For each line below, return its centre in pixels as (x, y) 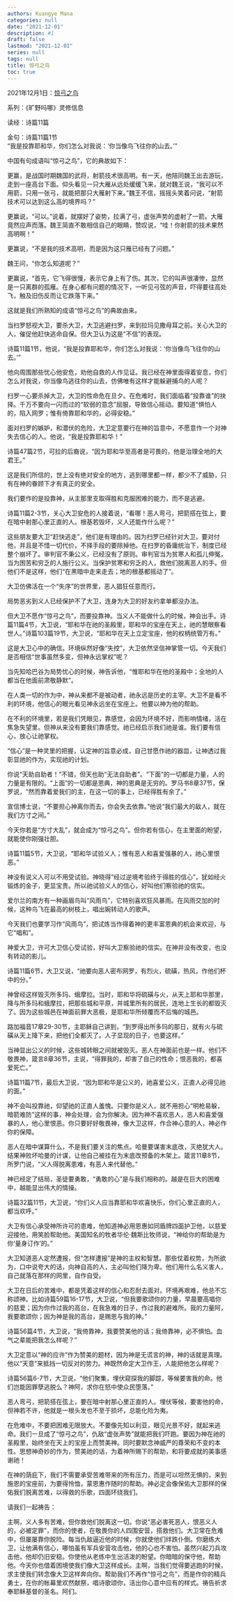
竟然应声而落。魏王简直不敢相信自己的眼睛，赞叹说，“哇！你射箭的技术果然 (116, 225)
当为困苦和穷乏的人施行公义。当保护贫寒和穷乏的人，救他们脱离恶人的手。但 (117, 563)
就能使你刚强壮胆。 (35, 838)
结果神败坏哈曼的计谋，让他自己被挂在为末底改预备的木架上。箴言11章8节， (116, 1155)
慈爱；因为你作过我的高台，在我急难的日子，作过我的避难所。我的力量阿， (120, 1307)
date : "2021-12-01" (36, 26)
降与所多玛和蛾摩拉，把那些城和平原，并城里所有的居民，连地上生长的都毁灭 (117, 1003)
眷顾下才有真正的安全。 (65, 483)
